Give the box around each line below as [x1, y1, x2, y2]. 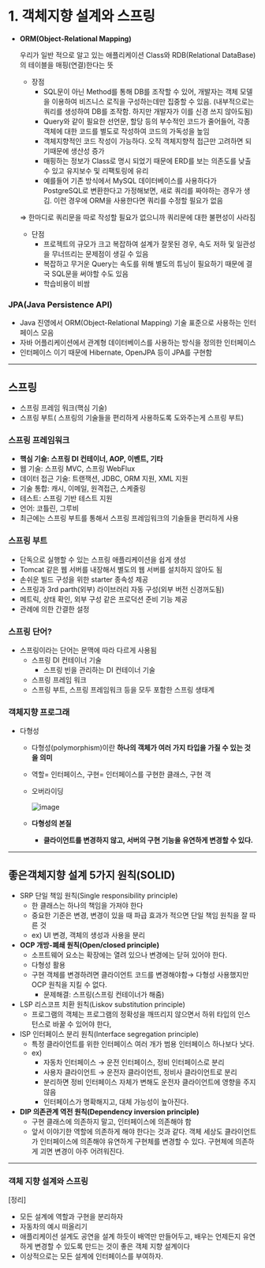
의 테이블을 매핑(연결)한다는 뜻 [19, 60, 114, 70]
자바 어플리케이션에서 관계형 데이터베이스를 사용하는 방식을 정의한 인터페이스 [19, 338, 256, 347]
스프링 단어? [8, 626, 53, 637]
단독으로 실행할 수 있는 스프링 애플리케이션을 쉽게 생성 [19, 555, 187, 564]
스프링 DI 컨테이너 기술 [31, 655, 103, 665]
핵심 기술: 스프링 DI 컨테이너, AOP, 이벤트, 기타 [19, 454, 163, 464]
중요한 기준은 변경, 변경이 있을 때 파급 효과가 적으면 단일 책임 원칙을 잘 [31, 911, 248, 921]
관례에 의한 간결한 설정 [19, 604, 90, 613]
